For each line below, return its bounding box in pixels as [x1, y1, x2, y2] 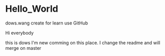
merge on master [5, 45, 42, 51]
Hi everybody [5, 30, 34, 36]
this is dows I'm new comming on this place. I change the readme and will [5, 39, 160, 46]
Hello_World [5, 3, 59, 15]
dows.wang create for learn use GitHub [5, 20, 88, 26]
